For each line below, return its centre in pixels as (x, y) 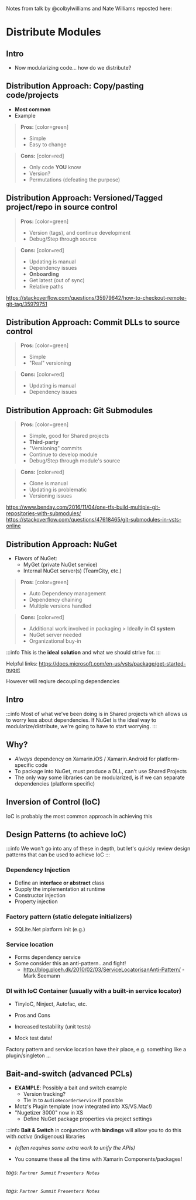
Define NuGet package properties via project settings (87, 1119)
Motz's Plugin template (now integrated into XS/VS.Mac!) (83, 1106)
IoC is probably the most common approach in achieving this (79, 816)
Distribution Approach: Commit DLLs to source (93, 322)
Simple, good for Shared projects (69, 436)
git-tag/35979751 (27, 304)
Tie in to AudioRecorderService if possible (73, 1100)
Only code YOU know (55, 167)
